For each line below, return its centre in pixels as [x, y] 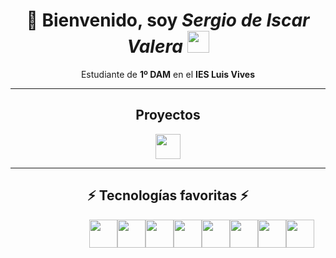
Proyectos [168, 115]
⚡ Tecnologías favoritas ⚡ [168, 195]
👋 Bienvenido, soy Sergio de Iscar [168, 20]
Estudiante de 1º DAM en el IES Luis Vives [168, 74]
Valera [154, 46]
